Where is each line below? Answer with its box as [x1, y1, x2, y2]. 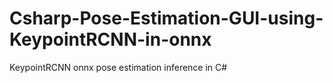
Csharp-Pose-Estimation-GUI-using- [9, 7, 324, 30]
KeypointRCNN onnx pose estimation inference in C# [9, 61, 228, 73]
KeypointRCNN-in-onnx [9, 28, 212, 51]
